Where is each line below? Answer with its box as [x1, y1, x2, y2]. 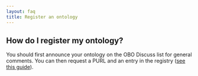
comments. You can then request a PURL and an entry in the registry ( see [6, 57, 186, 64]
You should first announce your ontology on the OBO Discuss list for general [6, 51, 192, 58]
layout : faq [6, 8, 35, 15]
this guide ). [6, 64, 34, 71]
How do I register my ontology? [6, 36, 124, 46]
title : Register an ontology [6, 14, 78, 20]
